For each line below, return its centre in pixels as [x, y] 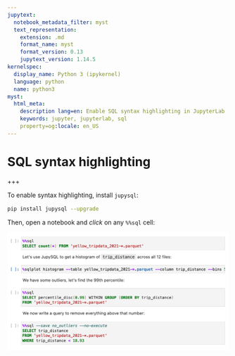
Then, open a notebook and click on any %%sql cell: [81, 222]
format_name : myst [47, 45]
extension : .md [42, 37]
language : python [39, 82]
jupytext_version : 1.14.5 [58, 60]
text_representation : [45, 30]
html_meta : [30, 104]
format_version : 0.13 [51, 52]
